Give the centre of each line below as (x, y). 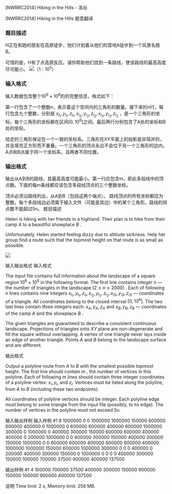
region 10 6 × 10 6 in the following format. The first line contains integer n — (84, 281)
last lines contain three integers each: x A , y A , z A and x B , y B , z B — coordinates (86, 307)
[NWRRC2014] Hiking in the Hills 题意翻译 (49, 18)
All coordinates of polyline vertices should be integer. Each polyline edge (82, 399)
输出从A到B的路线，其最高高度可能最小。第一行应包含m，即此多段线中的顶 (85, 178)
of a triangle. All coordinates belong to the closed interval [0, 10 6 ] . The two (84, 301)
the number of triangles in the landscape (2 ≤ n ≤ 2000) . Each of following (85, 288)
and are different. (24, 345)
